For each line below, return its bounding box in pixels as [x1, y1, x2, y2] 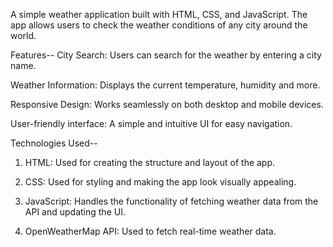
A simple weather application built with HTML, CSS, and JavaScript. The [10, 9, 308, 20]
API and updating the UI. [24, 206, 126, 218]
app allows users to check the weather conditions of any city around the [10, 19, 308, 31]
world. [10, 30, 37, 41]
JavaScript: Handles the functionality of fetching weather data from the [24, 195, 319, 207]
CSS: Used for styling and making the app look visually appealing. [24, 176, 297, 188]
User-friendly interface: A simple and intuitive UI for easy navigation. [10, 118, 293, 129]
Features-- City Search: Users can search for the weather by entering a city [10, 49, 322, 61]
